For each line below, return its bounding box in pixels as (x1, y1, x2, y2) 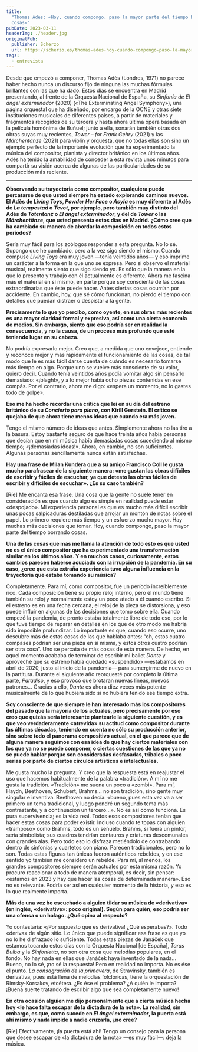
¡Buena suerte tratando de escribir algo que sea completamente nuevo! (6, 986, 179, 993)
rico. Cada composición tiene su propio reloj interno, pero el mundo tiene (6, 589, 184, 596)
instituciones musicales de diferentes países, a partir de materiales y (6, 112, 173, 119)
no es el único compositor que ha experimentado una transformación (6, 546, 179, 553)
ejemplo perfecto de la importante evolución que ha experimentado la (6, 143, 176, 150)
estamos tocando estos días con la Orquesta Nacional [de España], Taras (6, 942, 184, 949)
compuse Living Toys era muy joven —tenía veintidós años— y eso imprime (6, 253, 190, 260)
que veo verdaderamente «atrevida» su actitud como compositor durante (6, 719, 190, 726)
